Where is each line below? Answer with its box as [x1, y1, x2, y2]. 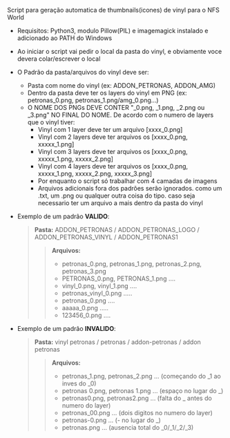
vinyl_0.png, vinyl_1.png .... [61, 282, 137, 289]
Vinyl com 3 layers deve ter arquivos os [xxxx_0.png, [37, 148, 188, 155]
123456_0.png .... [61, 311, 111, 319]
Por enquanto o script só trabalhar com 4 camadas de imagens [37, 177, 218, 185]
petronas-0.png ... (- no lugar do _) [61, 416, 161, 424]
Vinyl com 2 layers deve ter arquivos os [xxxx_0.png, [37, 133, 188, 141]
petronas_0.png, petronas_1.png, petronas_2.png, [61, 260, 202, 268]
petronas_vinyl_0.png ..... [61, 289, 133, 297]
